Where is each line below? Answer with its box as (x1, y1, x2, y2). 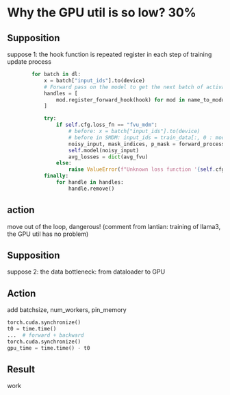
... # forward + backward (7, 331, 84, 339)
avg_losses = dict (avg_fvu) (68, 153, 149, 160)
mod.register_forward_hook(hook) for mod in (55, 96, 186, 104)
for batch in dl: (31, 71, 81, 77)
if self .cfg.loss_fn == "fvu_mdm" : (55, 121, 157, 128)
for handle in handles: (55, 179, 125, 186)
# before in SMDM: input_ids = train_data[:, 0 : (68, 134, 213, 141)
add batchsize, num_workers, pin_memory (7, 306, 127, 314)
